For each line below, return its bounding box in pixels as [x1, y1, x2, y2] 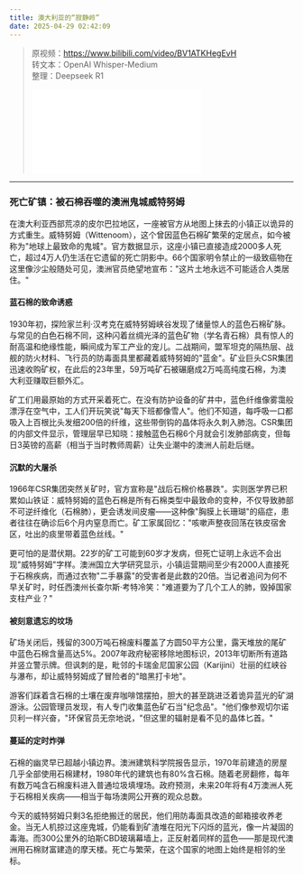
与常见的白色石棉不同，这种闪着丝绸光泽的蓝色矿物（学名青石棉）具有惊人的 [9, 330, 294, 340]
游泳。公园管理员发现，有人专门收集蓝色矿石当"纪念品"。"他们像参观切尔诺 [9, 702, 289, 712]
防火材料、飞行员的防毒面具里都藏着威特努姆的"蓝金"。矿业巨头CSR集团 [24, 353, 294, 363]
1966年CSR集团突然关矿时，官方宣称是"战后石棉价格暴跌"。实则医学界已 [9, 484, 280, 495]
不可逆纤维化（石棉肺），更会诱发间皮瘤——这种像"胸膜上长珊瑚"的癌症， [9, 507, 282, 517]
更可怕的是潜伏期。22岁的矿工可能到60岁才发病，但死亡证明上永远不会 [9, 548, 274, 559]
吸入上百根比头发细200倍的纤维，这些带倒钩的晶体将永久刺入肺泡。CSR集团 [9, 417, 293, 427]
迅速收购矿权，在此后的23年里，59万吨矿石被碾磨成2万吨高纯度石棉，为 [9, 364, 279, 375]
